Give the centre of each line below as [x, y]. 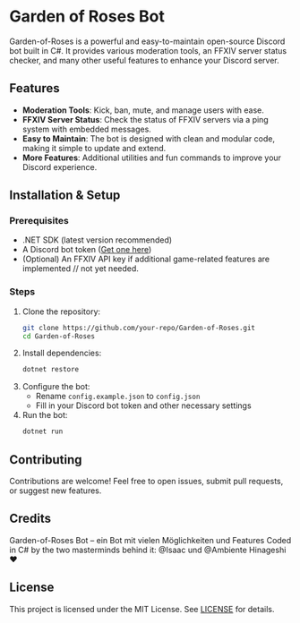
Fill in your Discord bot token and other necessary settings [144, 405]
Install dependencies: [62, 353]
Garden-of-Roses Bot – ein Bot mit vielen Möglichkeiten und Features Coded [150, 540]
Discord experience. [60, 166]
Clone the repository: [61, 311]
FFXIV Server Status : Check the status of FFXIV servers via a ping [145, 119]
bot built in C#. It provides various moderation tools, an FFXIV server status [148, 50]
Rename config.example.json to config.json [118, 397]
